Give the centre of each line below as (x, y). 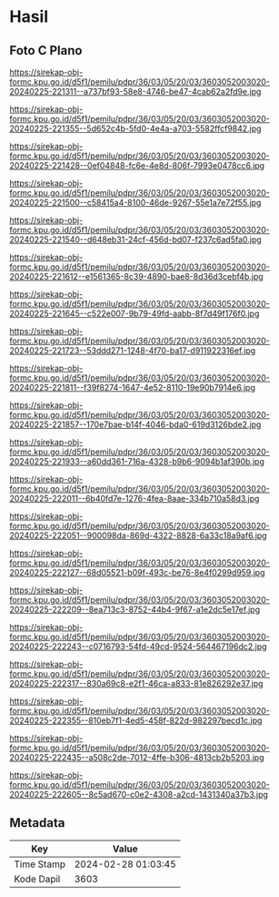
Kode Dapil (37, 879)
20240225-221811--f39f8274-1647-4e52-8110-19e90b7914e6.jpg (133, 387)
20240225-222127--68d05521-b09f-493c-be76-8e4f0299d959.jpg (137, 572)
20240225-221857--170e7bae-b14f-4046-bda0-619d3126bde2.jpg (135, 424)
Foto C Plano (46, 51)
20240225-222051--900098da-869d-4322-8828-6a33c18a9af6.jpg (138, 535)
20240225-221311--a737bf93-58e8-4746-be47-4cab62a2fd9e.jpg (135, 92)
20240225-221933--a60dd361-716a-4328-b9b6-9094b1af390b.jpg (137, 461)
